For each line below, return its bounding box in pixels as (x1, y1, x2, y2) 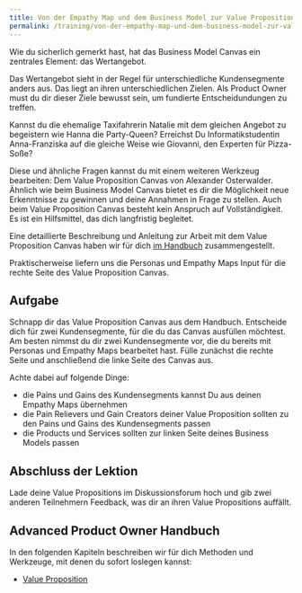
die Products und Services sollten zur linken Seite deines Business (22, 428, 270, 438)
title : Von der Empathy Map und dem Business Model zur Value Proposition (9, 13, 296, 22)
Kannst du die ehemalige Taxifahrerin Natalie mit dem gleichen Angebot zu (9, 119, 287, 130)
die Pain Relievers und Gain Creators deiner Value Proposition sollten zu (22, 409, 289, 420)
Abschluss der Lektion (9, 464, 138, 479)
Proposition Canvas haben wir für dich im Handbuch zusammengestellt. (9, 240, 276, 251)
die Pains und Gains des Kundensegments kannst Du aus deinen (22, 390, 262, 401)
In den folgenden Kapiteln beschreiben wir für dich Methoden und (9, 546, 253, 557)
